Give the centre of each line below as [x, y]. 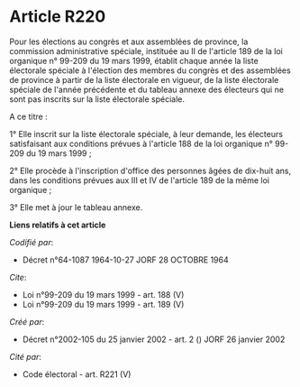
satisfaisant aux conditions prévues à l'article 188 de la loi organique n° [141, 143]
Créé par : [27, 321]
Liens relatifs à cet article [58, 225]
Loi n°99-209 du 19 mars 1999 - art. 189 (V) [103, 304]
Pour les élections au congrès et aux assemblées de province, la [129, 41]
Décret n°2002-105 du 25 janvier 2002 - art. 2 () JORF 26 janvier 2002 [154, 339]
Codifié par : [32, 242]
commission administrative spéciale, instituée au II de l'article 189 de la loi [146, 51]
